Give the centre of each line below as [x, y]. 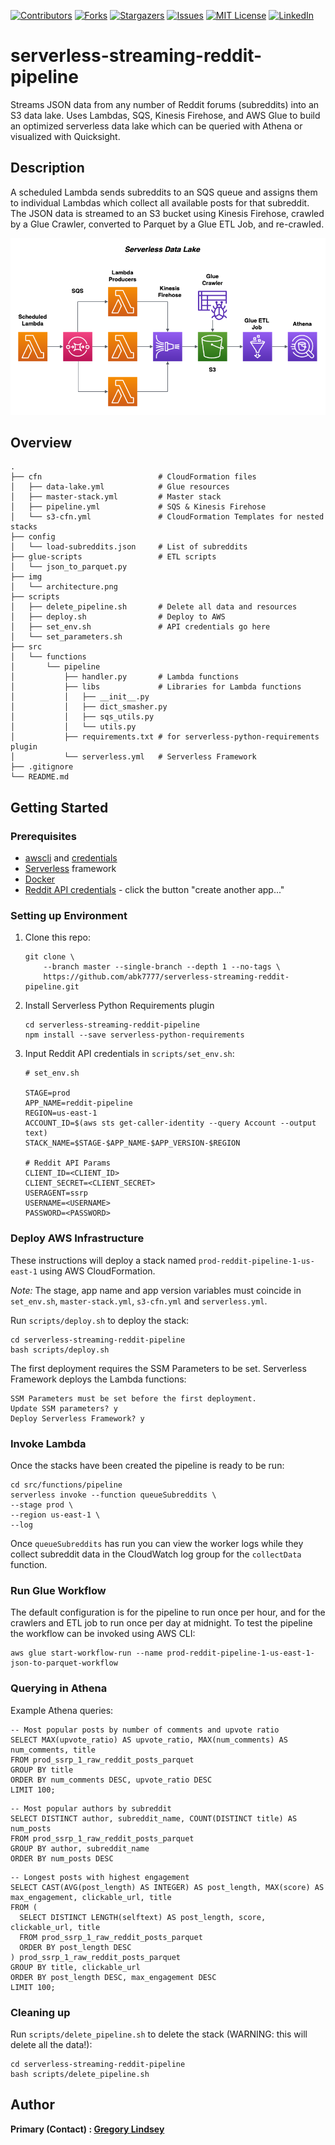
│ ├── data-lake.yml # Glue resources [120, 487]
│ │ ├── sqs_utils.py [82, 717]
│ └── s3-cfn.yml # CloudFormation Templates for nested [167, 517]
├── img [26, 577]
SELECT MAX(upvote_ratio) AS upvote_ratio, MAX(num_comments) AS [149, 1740]
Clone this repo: [57, 937]
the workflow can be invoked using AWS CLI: [103, 1634]
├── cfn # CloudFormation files [133, 477]
